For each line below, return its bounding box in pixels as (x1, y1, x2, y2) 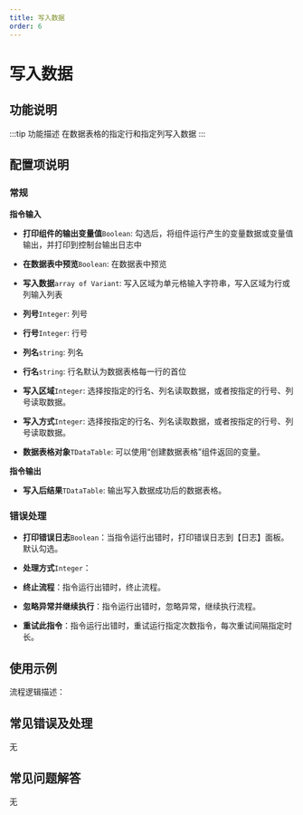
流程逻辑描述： (9, 686, 65, 697)
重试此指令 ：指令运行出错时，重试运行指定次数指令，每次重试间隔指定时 (22, 620, 292, 631)
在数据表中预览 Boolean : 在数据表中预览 (22, 259, 167, 270)
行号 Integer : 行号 (22, 328, 88, 339)
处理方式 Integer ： (22, 562, 91, 573)
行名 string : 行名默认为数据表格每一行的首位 (22, 366, 187, 377)
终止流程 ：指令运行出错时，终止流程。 (22, 581, 166, 593)
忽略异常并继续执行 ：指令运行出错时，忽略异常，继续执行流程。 (22, 601, 260, 612)
